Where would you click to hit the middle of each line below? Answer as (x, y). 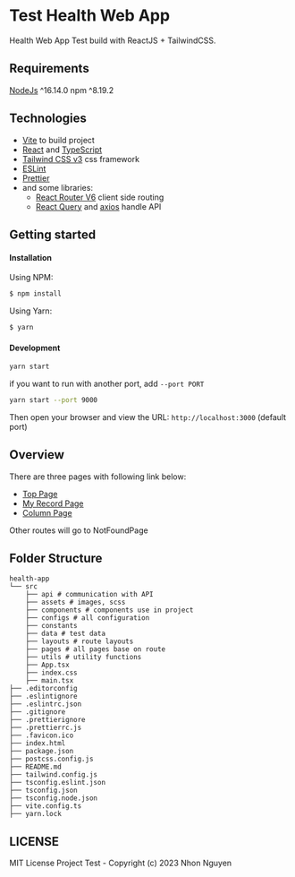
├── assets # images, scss (76, 602)
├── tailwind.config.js (54, 775)
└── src (24, 587)
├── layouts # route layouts (80, 641)
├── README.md (36, 767)
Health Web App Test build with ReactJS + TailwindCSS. (113, 40)
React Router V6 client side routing (100, 197)
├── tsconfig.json (43, 791)
